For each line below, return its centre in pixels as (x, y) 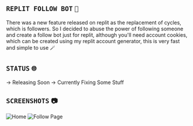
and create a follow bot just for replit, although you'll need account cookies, (97, 35)
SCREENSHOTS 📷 (32, 101)
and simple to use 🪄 (31, 47)
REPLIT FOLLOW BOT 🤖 (42, 9)
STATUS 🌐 (21, 69)
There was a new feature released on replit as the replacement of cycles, (94, 22)
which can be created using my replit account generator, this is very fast (93, 41)
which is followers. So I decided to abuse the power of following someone (95, 29)
